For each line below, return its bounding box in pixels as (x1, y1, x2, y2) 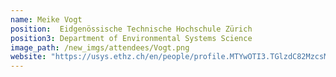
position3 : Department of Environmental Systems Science (10, 33, 253, 43)
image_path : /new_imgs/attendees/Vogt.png (10, 42, 190, 53)
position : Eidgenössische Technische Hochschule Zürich (10, 24, 253, 34)
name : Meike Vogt (10, 14, 83, 25)
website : (10, 52, 47, 62)
